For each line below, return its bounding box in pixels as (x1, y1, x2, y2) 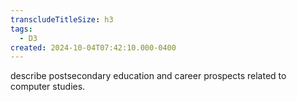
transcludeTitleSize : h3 (10, 14, 114, 25)
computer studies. (10, 81, 86, 93)
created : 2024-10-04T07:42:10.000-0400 (10, 42, 177, 53)
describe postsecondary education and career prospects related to (10, 70, 287, 82)
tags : (10, 24, 33, 34)
